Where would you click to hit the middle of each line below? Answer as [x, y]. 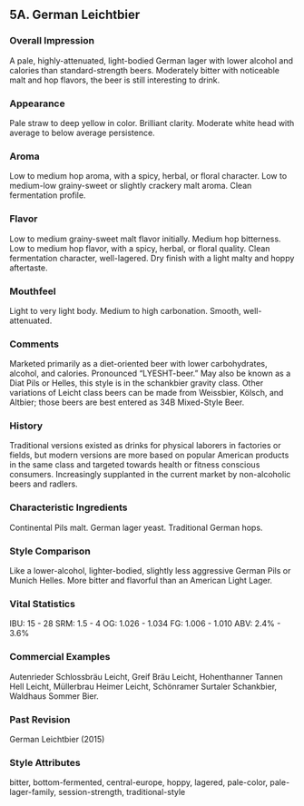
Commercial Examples [60, 657]
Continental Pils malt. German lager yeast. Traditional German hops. [136, 527]
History [26, 426]
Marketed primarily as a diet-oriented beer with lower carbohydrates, [138, 364]
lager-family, [33, 792]
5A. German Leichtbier [75, 15]
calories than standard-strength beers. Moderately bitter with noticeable [144, 70]
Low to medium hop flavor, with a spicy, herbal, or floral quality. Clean [140, 248]
